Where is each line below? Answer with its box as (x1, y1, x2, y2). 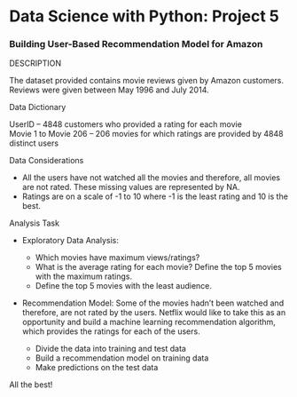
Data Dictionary (9, 102, 66, 113)
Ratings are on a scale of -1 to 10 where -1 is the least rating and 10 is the (21, 191, 288, 202)
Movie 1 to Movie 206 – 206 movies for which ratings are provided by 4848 (9, 129, 284, 139)
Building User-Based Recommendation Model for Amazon (9, 38, 263, 51)
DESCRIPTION (9, 58, 62, 68)
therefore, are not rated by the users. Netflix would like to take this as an (21, 307, 286, 318)
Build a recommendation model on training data (35, 353, 209, 363)
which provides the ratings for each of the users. (21, 326, 201, 337)
